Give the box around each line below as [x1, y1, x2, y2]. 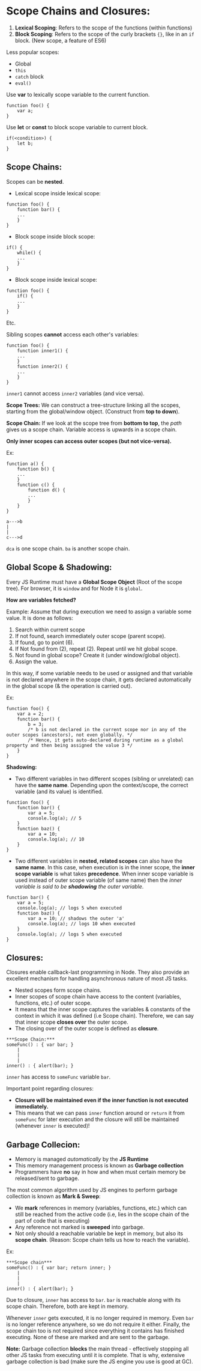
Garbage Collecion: [6, 1140, 80, 1150]
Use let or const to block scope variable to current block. [6, 123, 148, 130]
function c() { [17, 482, 55, 488]
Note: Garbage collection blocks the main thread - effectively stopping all [6, 1345, 189, 1352]
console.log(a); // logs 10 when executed [28, 920, 136, 926]
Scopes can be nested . [6, 178, 64, 185]
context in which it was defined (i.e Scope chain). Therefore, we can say [14, 1012, 194, 1020]
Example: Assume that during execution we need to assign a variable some [6, 608, 192, 615]
